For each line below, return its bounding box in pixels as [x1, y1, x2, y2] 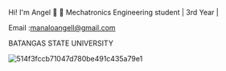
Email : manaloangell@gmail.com [8, 23, 116, 32]
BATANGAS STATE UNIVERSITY [8, 38, 114, 48]
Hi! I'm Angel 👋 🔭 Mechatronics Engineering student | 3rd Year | [8, 8, 219, 17]
